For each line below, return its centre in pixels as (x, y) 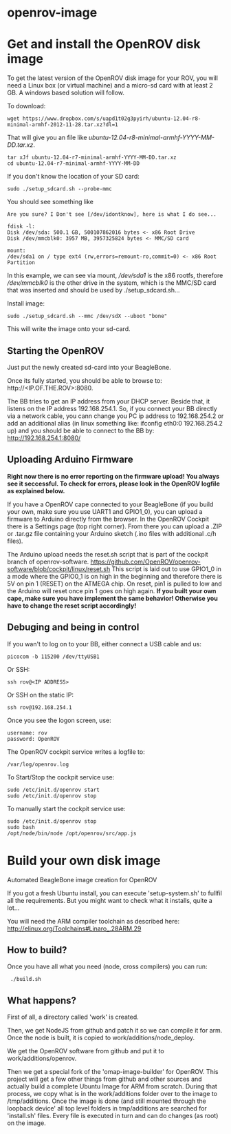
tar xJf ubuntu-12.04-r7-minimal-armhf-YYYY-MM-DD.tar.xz (92, 158)
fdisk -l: (21, 227)
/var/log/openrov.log (38, 764)
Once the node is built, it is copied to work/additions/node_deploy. (101, 1038)
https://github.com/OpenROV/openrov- (146, 561)
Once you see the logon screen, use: (59, 720)
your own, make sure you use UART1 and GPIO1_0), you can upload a (105, 511)
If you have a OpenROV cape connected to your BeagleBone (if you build (110, 504)
